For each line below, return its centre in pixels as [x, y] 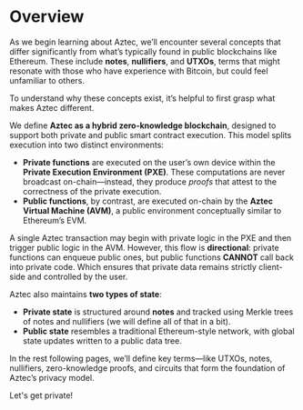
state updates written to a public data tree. [102, 340]
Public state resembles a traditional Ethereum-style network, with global [158, 331]
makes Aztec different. [52, 107]
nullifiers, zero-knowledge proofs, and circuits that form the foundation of [147, 368]
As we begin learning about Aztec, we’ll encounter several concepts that [145, 42]
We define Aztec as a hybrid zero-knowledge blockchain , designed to [143, 125]
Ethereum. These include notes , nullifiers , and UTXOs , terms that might [145, 61]
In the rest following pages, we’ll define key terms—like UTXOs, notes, [141, 358]
